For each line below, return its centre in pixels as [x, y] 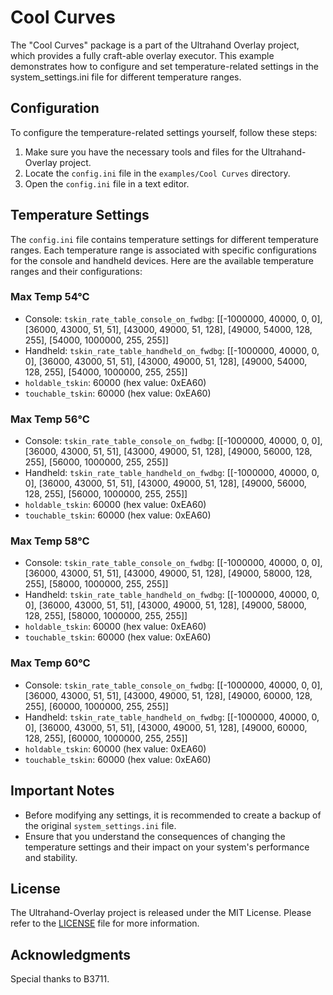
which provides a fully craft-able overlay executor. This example [142, 55]
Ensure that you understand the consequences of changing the [155, 836]
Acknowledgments [71, 954]
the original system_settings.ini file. [100, 825]
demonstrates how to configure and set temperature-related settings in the [164, 66]
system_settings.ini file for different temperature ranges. [126, 77]
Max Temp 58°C [50, 541]
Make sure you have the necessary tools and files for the [142, 152]
